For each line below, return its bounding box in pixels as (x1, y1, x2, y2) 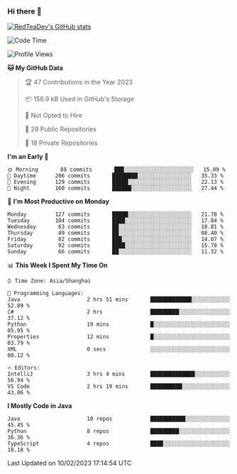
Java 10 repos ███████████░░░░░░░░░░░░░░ (7, 415, 231, 423)
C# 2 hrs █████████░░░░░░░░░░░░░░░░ (7, 309, 231, 316)
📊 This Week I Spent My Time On (7, 261, 108, 270)
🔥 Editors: (7, 365, 40, 372)
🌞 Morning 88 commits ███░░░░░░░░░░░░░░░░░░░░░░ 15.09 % (7, 166, 226, 173)
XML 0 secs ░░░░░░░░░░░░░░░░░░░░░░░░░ (7, 346, 231, 353)
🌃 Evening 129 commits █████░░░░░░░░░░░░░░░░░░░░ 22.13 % (7, 179, 224, 186)
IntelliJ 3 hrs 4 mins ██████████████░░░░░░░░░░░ (7, 370, 231, 378)
